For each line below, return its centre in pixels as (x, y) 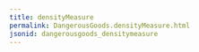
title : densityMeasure (52, 17)
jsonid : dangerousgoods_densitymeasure (84, 33)
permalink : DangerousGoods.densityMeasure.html (100, 26)
